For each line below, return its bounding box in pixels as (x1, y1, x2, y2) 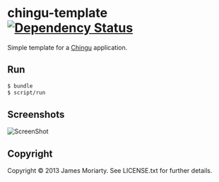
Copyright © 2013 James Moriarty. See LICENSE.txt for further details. (7, 166, 213, 175)
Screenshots (7, 108, 65, 121)
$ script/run (7, 89, 46, 96)
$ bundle (7, 83, 33, 90)
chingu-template (7, 5, 108, 21)
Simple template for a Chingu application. (7, 43, 128, 51)
